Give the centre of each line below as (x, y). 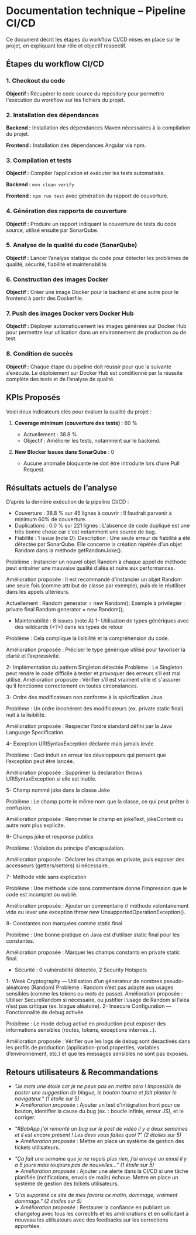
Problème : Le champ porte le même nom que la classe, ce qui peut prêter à (97, 802)
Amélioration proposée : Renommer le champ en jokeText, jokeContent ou (95, 819)
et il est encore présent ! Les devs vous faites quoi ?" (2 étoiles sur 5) (98, 1135)
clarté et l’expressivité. (33, 656)
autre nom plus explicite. (36, 825)
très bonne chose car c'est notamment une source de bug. (85, 532)
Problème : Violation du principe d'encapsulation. (65, 848)
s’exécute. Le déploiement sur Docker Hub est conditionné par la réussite (94, 372)
